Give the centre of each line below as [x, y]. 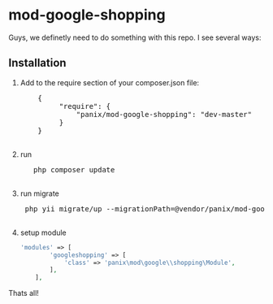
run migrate [39, 193]
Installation [37, 63]
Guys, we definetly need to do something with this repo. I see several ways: [135, 37]
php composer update [74, 169]
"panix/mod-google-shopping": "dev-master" [164, 114]
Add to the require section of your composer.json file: [110, 82]
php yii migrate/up [63, 208]
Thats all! [24, 293]
